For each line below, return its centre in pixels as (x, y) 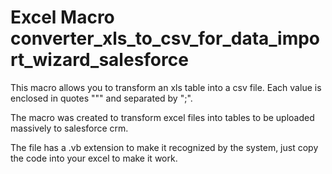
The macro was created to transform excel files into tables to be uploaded (162, 117)
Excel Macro (62, 17)
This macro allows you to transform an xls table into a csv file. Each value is (166, 87)
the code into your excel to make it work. (94, 158)
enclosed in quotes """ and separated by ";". (101, 98)
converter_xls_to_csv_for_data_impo (165, 38)
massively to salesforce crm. (69, 128)
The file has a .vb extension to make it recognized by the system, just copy (164, 147)
